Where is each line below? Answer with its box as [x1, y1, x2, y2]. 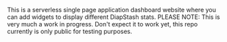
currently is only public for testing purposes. [7, 27, 132, 35]
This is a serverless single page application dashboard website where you [7, 6, 217, 14]
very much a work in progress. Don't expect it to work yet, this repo [7, 20, 198, 28]
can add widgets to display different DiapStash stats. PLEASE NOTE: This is [7, 13, 221, 21]
